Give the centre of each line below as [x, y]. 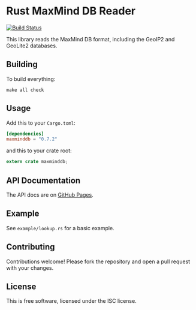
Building [22, 64]
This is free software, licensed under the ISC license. [71, 301]
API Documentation [43, 180]
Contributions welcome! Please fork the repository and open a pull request [98, 261]
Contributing [31, 247]
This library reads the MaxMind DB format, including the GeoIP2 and [91, 39]
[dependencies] [25, 134]
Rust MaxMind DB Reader [71, 11]
